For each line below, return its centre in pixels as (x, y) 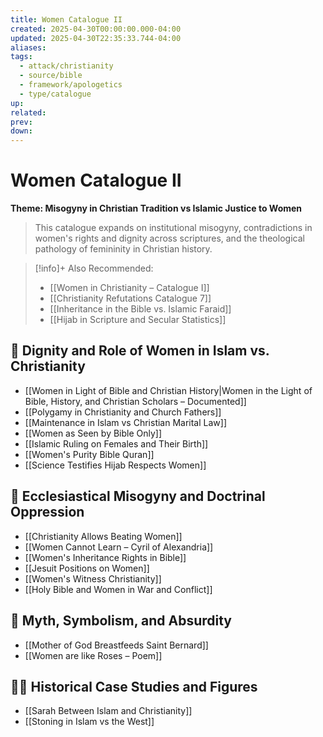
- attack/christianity (66, 66)
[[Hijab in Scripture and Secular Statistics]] (138, 320)
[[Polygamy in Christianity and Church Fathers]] (123, 412)
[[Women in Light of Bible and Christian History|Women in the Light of (168, 390)
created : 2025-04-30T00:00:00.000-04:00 (96, 29)
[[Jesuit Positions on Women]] (87, 568)
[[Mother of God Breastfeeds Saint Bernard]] (116, 645)
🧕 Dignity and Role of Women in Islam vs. (140, 351)
